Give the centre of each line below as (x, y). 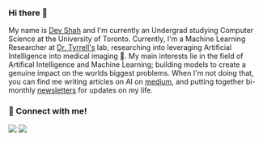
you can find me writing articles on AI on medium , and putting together (126, 82)
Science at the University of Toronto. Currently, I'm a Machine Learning (127, 39)
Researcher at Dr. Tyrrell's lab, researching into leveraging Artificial (120, 48)
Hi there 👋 (28, 13)
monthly (22, 90)
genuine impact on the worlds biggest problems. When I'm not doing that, (131, 73)
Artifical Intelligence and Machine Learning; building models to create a (127, 64)
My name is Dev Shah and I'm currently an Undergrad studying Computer (131, 31)
